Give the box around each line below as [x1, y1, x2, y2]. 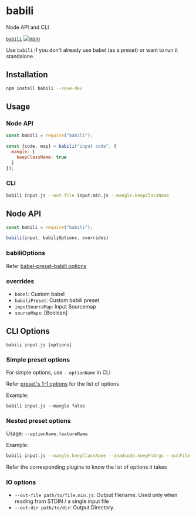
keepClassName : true [16, 154, 67, 160]
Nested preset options [6, 416, 72, 425]
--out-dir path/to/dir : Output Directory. [14, 504, 115, 511]
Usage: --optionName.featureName [6, 430, 88, 437]
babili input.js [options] [6, 342, 72, 348]
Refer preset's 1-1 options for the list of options [6, 380, 119, 387]
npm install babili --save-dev [6, 85, 83, 91]
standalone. [6, 52, 35, 59]
